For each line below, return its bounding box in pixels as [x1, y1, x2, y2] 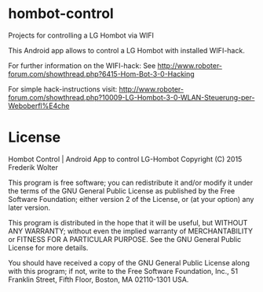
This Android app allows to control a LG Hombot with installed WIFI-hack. [8, 45, 245, 55]
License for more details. [8, 243, 89, 252]
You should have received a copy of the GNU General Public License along [8, 258, 250, 267]
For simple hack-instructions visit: [8, 84, 118, 94]
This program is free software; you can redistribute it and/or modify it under [8, 178, 254, 187]
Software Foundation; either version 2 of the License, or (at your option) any [8, 194, 254, 204]
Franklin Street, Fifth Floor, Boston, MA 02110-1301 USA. [8, 275, 189, 284]
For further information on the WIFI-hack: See [8, 60, 156, 70]
